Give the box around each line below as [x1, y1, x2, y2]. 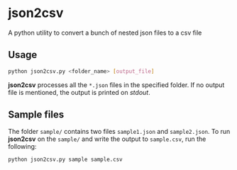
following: [8, 142, 37, 151]
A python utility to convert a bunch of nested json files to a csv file [8, 28, 202, 37]
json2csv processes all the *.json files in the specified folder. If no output [8, 80, 225, 89]
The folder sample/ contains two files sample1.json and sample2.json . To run [8, 127, 231, 136]
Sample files [8, 108, 65, 121]
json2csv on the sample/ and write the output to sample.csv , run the [8, 135, 206, 143]
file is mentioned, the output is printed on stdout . [8, 88, 151, 96]
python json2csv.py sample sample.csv [8, 156, 123, 164]
